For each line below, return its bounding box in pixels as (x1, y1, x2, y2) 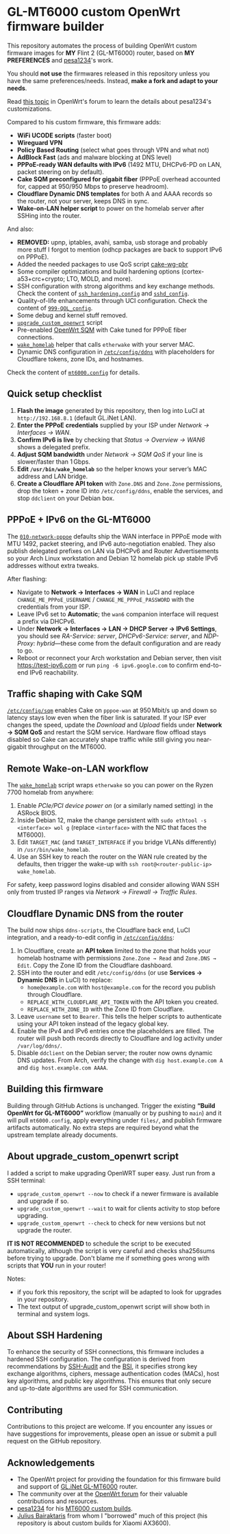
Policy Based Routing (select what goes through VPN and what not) (16, 146, 210, 154)
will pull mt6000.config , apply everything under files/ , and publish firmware (7, 1116, 222, 1124)
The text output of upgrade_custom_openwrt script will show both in (16, 1302, 210, 1311)
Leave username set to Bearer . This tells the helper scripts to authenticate (16, 1013, 222, 1020)
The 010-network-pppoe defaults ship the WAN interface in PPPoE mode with (7, 532, 222, 540)
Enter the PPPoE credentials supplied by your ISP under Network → (16, 420, 210, 429)
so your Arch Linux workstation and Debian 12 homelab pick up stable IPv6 (7, 554, 218, 562)
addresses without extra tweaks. (7, 561, 99, 569)
